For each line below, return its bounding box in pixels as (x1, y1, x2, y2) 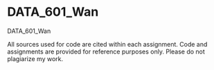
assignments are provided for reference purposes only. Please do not (7, 47, 206, 56)
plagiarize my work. (7, 54, 64, 62)
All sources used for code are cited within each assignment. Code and (7, 40, 208, 48)
